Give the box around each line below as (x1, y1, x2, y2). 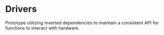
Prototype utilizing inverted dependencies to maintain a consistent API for (5, 20, 159, 26)
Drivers (5, 3, 37, 15)
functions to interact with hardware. (5, 25, 80, 31)
